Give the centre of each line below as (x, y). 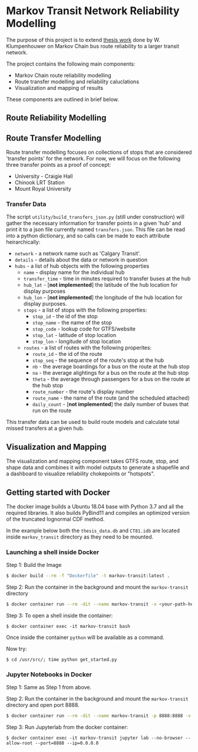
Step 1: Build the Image (34, 565)
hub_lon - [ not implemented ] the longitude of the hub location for (103, 297)
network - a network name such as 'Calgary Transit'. (78, 254)
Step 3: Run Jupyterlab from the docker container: (67, 727)
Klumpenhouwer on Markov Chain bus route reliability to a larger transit (93, 46)
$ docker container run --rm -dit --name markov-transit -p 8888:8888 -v (99, 716)
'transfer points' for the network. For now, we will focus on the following (93, 158)
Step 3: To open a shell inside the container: (60, 615)
